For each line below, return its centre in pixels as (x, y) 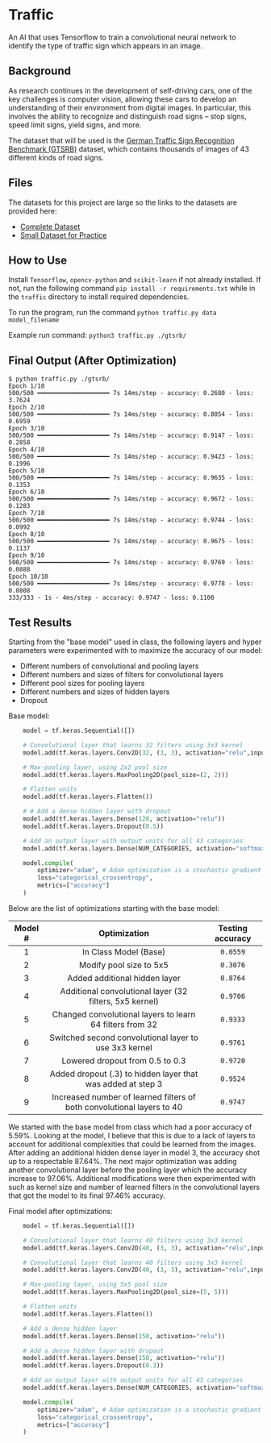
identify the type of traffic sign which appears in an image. (106, 45)
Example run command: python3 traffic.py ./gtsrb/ (98, 335)
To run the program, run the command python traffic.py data (113, 313)
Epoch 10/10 (28, 577)
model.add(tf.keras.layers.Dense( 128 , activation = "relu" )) (124, 819)
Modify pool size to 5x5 (124, 965)
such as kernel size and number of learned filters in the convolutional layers (134, 1187)
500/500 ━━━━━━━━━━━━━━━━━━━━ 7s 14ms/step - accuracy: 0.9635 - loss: (131, 478)
